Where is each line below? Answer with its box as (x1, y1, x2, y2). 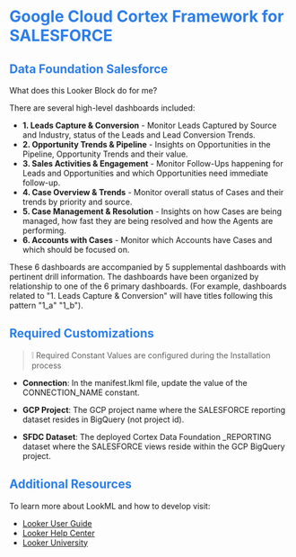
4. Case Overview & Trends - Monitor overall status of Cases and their (22, 187, 284, 197)
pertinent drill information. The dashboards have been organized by (9, 272, 259, 282)
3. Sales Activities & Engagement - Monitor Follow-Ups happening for (22, 158, 284, 168)
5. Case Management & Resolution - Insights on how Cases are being (22, 206, 283, 217)
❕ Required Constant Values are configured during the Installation (30, 349, 271, 361)
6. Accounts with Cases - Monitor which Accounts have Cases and (22, 235, 273, 245)
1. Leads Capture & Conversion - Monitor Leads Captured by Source (22, 120, 277, 130)
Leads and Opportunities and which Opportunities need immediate (22, 168, 269, 178)
